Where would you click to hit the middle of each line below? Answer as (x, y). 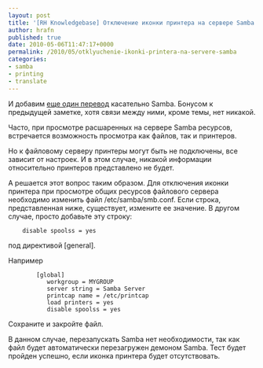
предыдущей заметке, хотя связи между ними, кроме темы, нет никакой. (132, 112)
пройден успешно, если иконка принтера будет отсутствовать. (114, 355)
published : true (35, 37)
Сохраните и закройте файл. (56, 324)
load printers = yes (80, 302)
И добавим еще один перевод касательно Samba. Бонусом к (111, 104)
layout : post (29, 15)
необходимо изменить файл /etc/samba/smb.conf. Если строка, (115, 199)
